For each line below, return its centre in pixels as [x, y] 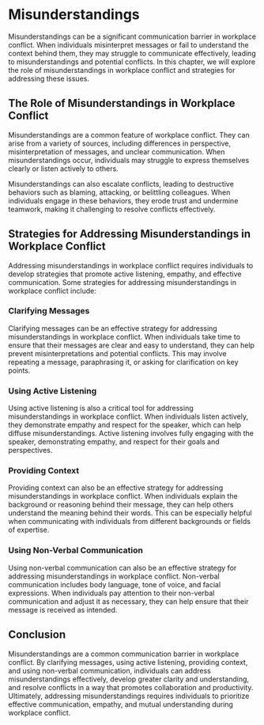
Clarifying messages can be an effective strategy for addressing [113, 328]
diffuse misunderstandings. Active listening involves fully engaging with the [131, 434]
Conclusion [37, 635]
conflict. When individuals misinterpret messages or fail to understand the [128, 44]
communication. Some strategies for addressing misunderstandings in [123, 282]
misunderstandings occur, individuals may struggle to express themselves [129, 160]
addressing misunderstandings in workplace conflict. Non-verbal [114, 576]
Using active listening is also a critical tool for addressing [101, 408]
